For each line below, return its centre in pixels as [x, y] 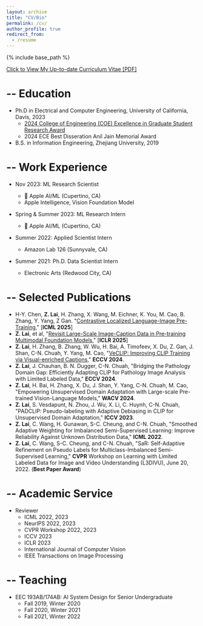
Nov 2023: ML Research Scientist [57, 184]
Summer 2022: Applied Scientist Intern [63, 237]
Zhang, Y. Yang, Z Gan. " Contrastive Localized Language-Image [95, 321]
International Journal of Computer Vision [75, 549]
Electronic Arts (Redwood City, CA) [68, 273]
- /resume [24, 40]
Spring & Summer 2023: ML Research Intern [70, 214]
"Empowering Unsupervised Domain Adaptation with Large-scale [97, 392]
